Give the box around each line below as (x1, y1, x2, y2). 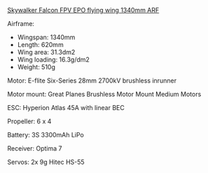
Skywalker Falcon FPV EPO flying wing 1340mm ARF (7, 6, 160, 14)
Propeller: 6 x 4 (7, 117, 52, 125)
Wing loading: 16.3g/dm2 (17, 55, 90, 64)
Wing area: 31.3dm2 (17, 48, 76, 56)
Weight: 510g (17, 63, 56, 71)
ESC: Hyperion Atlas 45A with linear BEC (7, 104, 125, 111)
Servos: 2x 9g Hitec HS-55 (7, 158, 85, 166)
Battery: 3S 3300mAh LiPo (7, 131, 84, 139)
